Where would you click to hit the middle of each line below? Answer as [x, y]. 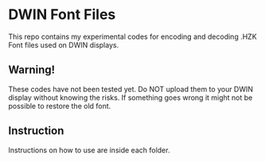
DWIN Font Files [62, 15]
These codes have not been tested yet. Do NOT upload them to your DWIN [131, 89]
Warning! [32, 70]
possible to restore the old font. [60, 105]
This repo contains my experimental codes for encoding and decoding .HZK [132, 36]
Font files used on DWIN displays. [64, 44]
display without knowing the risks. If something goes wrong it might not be [131, 98]
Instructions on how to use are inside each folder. [89, 150]
